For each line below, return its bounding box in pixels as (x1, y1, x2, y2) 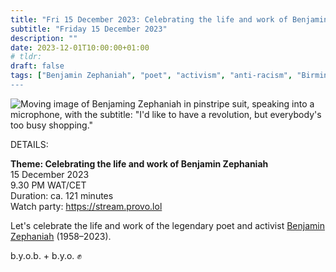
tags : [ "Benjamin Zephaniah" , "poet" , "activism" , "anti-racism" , (10, 71, 293, 81)
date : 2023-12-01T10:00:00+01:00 (10, 42, 150, 53)
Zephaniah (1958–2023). (10, 230, 112, 242)
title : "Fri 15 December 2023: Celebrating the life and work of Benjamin (10, 14, 329, 25)
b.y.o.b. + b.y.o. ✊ (10, 249, 83, 261)
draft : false (10, 61, 65, 71)
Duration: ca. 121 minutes (10, 189, 114, 201)
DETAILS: (10, 138, 49, 150)
